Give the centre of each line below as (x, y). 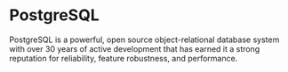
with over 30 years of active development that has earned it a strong (135, 48)
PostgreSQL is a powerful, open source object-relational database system (144, 40)
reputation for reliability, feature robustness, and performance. (124, 58)
